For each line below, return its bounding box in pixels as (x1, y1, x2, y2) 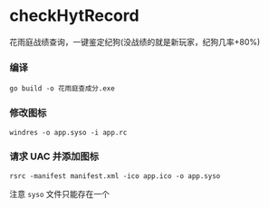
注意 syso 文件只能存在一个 (9, 188, 110, 199)
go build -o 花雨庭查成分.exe (9, 84, 115, 93)
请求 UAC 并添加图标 (9, 150, 100, 163)
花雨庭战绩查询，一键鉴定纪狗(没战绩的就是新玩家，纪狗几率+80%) (9, 36, 261, 47)
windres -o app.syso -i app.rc (9, 128, 128, 137)
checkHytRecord (9, 5, 139, 26)
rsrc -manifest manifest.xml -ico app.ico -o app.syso (9, 171, 221, 181)
